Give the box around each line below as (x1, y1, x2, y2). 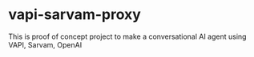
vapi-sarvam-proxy (8, 6, 142, 24)
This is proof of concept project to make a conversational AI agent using (8, 32, 247, 41)
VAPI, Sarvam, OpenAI (8, 40, 83, 49)
